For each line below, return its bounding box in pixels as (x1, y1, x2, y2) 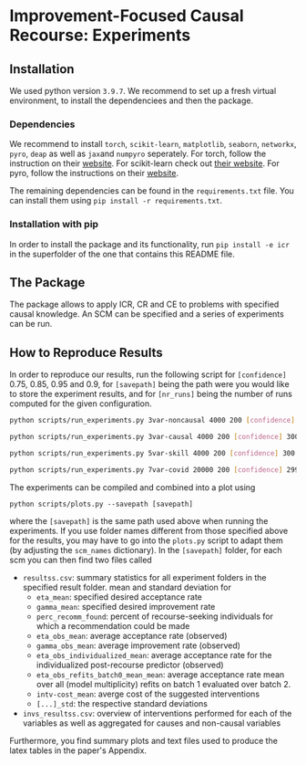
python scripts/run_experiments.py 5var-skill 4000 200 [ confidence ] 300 (9, 448, 296, 457)
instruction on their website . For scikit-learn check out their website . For (9, 158, 280, 169)
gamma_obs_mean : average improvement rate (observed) (36, 640, 241, 651)
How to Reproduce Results (9, 344, 163, 361)
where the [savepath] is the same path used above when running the (9, 515, 269, 526)
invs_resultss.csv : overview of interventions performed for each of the (22, 707, 292, 718)
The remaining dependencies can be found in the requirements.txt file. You (9, 185, 294, 196)
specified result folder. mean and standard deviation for (22, 582, 232, 592)
